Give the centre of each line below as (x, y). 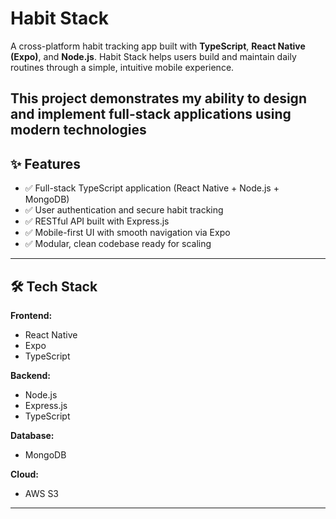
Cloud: (24, 474)
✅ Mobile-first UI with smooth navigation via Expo (127, 233)
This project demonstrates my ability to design (158, 98)
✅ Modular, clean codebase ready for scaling (118, 244)
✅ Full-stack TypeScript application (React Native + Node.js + (152, 188)
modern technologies (78, 130)
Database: (32, 435)
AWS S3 (42, 493)
